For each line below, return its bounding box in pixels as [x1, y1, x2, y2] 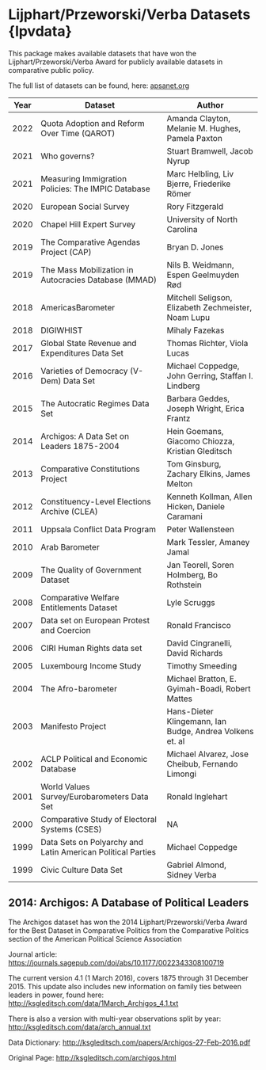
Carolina [166, 223, 198, 234]
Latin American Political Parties [40, 846, 157, 857]
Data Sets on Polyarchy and [40, 836, 144, 847]
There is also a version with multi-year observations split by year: [8, 1014, 222, 1023]
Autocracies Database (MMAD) [40, 274, 157, 285]
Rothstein [166, 579, 202, 590]
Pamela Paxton [166, 132, 223, 143]
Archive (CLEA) [40, 505, 98, 516]
